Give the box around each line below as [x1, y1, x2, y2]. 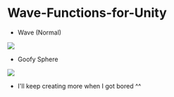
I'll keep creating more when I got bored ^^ [17, 82, 142, 90]
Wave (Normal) [17, 28, 62, 37]
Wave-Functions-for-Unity [7, 5, 167, 21]
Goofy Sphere [17, 55, 58, 63]
